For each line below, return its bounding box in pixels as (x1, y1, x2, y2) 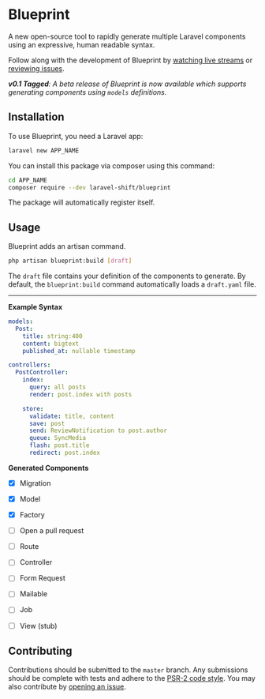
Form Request (19, 573, 65, 583)
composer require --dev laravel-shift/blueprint (8, 183, 171, 191)
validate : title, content (28, 412, 114, 420)
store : (22, 404, 44, 412)
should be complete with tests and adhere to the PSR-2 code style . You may (8, 674, 256, 683)
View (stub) (19, 621, 58, 630)
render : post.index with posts (28, 390, 132, 398)
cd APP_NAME (8, 176, 47, 184)
